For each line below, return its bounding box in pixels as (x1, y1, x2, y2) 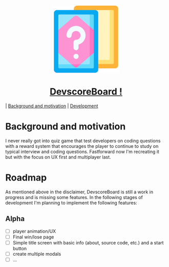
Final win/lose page (12, 234, 54, 240)
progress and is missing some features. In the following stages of (5, 194, 143, 200)
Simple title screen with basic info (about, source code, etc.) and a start (12, 239, 164, 246)
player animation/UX (12, 228, 56, 234)
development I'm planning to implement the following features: (5, 199, 137, 206)
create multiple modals (12, 251, 61, 257)
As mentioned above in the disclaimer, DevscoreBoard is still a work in (5, 189, 154, 195)
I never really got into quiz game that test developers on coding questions (5, 138, 161, 144)
